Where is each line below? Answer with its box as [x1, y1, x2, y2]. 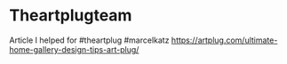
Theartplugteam [9, 5, 132, 26]
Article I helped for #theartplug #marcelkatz [9, 35, 170, 45]
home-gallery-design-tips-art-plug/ [9, 44, 140, 54]
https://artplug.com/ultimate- [171, 35, 278, 45]
